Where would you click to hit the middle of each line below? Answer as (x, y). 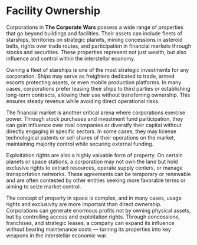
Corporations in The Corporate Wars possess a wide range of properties (95, 27)
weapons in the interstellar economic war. (57, 235)
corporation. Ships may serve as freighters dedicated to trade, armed (90, 76)
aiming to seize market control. (44, 186)
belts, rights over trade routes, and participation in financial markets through (99, 46)
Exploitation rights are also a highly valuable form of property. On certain (94, 155)
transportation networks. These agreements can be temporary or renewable (99, 174)
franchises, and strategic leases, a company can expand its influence (91, 223)
